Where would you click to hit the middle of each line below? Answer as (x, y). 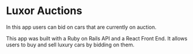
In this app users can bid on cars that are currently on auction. (81, 27)
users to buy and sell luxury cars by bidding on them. (70, 45)
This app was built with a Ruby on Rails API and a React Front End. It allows (97, 38)
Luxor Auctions (44, 11)
